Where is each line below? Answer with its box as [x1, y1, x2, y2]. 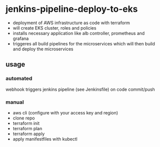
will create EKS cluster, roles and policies [12, 25, 97, 31]
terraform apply [12, 131, 45, 137]
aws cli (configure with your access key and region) [12, 110, 118, 115]
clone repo [12, 115, 35, 121]
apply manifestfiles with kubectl [12, 136, 78, 142]
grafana [12, 36, 29, 41]
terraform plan [12, 125, 42, 131]
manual [5, 99, 24, 106]
